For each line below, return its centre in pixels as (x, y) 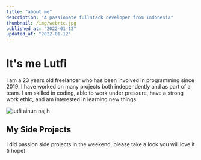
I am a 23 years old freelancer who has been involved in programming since (100, 80)
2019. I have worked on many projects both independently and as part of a (98, 87)
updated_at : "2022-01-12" (39, 34)
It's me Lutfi (37, 64)
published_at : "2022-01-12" (42, 28)
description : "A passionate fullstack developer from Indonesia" (90, 17)
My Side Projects (39, 130)
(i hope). (17, 150)
